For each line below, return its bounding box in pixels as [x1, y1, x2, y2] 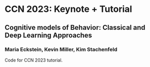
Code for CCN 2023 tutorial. [4, 57, 63, 63]
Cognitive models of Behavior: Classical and [4, 23, 145, 32]
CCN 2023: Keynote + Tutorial [4, 3, 132, 15]
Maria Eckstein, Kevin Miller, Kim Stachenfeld [4, 46, 117, 53]
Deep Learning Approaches [4, 31, 92, 39]
